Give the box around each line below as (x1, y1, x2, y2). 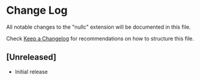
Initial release (14, 68, 48, 75)
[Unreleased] (6, 52, 57, 63)
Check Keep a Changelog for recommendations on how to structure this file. (6, 35, 195, 42)
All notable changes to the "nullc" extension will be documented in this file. (6, 23, 191, 30)
